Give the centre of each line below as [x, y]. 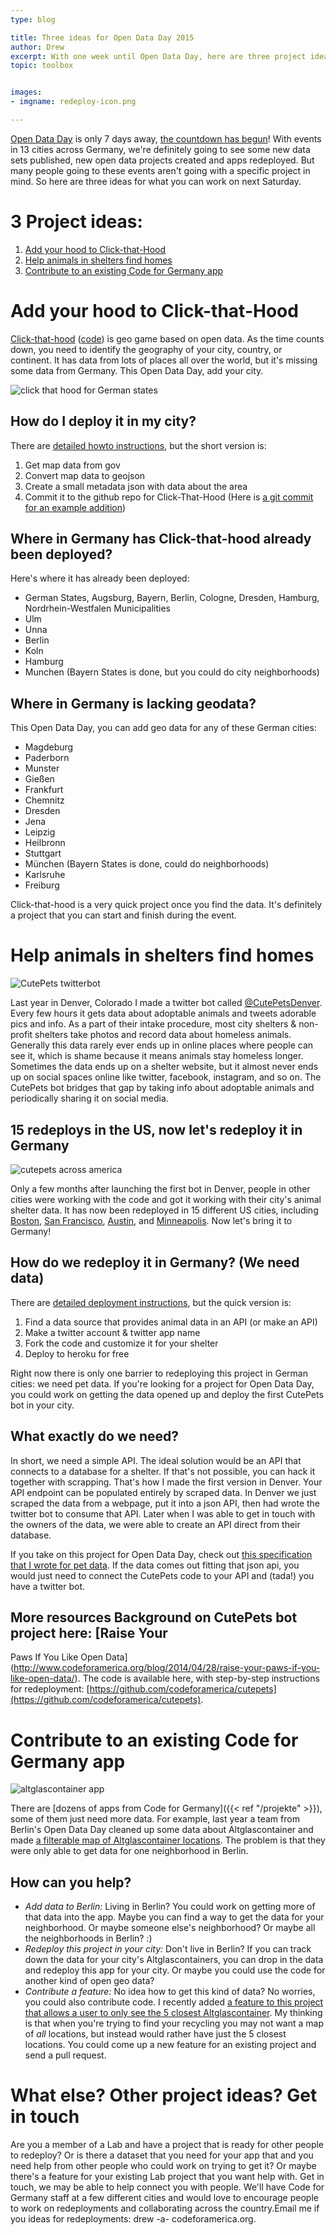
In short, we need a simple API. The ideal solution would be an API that [156, 1460]
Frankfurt [44, 790]
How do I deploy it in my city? [103, 421]
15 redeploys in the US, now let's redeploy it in [156, 1129]
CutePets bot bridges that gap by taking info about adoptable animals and [162, 1088]
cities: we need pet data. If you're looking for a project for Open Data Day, [162, 1383]
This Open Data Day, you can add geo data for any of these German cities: [163, 728]
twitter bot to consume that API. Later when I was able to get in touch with [163, 1513]
